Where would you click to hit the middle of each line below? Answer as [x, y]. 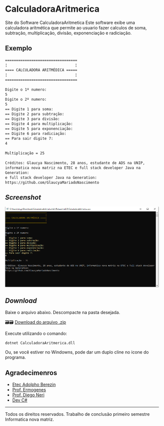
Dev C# [20, 400]
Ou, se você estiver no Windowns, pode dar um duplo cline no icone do [77, 352]
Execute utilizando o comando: [36, 334]
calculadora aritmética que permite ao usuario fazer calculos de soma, [76, 27]
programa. [15, 358]
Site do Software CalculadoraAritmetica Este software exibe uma [70, 22]
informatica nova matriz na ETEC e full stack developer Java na [73, 168]
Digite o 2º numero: [26, 99]
